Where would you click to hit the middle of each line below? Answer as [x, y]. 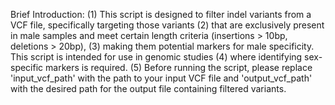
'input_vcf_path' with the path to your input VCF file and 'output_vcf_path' [161, 78]
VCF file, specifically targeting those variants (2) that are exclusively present [167, 25]
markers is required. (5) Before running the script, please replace [179, 67]
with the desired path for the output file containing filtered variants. [148, 88]
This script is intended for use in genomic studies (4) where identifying [156, 57]
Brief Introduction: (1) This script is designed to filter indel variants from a [161, 14]
